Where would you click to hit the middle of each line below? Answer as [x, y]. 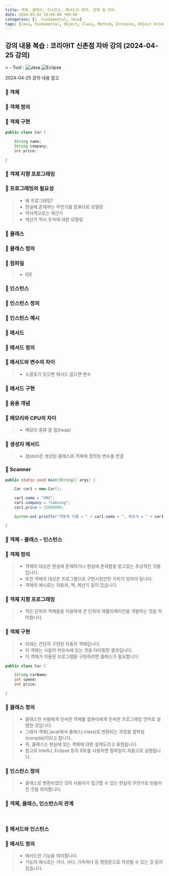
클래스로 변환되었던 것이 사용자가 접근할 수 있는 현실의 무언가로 [87, 783]
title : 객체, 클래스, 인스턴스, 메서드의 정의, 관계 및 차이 [60, 10]
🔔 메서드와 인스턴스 [27, 829]
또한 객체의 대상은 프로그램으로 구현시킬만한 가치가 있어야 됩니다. [89, 578]
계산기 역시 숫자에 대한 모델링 [54, 219]
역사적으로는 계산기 [44, 213]
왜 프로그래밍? [39, 200]
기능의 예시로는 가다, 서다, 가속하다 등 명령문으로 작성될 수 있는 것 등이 [94, 862]
